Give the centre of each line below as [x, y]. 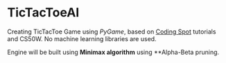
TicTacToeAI [43, 13]
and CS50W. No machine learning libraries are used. [82, 38]
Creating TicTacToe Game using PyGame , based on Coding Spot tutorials [112, 32]
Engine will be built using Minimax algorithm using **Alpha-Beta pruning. [113, 52]
